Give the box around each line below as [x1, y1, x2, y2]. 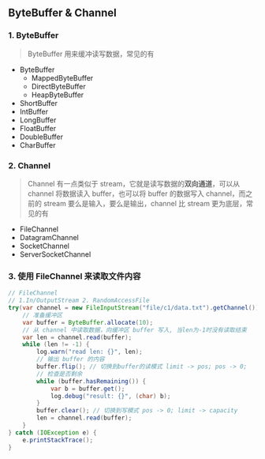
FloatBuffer [19, 123, 57, 133]
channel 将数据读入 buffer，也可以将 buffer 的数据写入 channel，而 [27, 189, 246, 198]
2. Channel [8, 160, 51, 171]
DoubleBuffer [19, 132, 63, 141]
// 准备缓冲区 [22, 311, 63, 319]
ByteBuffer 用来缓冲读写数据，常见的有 [27, 49, 155, 58]
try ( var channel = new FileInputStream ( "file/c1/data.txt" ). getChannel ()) [8, 304, 259, 312]
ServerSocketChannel [19, 249, 91, 259]
